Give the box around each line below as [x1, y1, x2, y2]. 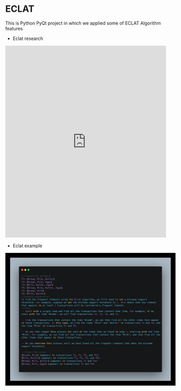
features [5, 25, 23, 31]
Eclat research [12, 35, 43, 41]
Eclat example [12, 243, 42, 249]
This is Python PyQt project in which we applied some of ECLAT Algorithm [5, 20, 161, 26]
